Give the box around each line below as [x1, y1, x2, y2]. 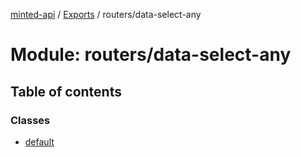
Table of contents [10, 83, 122, 100]
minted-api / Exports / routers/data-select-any [10, 9, 202, 20]
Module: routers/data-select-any [10, 44, 292, 66]
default [24, 135, 55, 148]
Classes [10, 113, 51, 127]
